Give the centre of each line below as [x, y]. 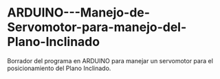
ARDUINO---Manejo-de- [78, 13]
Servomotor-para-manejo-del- [97, 27]
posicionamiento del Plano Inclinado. [59, 68]
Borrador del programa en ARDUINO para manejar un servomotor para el [110, 60]
